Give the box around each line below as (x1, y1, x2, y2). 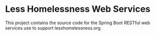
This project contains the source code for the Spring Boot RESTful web (5, 20, 151, 26)
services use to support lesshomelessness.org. (5, 25, 102, 31)
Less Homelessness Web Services (5, 3, 151, 15)
